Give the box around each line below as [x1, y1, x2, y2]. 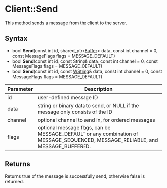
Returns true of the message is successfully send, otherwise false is [5, 173, 145, 179]
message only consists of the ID [37, 108, 113, 115]
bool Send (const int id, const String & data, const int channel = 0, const [12, 58, 158, 64]
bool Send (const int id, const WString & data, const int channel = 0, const [12, 68, 162, 74]
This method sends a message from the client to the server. [5, 20, 127, 26]
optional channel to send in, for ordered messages [37, 116, 155, 123]
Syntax [5, 34, 28, 43]
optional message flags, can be [37, 124, 111, 131]
